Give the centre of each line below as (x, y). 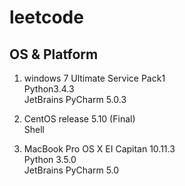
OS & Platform (54, 54)
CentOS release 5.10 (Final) (79, 119)
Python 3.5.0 (50, 159)
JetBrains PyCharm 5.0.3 (75, 99)
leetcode (46, 17)
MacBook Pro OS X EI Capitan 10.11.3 (99, 149)
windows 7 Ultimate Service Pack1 (94, 78)
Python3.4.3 (49, 89)
